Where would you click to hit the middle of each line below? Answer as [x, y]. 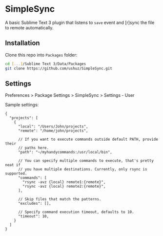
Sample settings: [22, 105]
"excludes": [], [34, 204]
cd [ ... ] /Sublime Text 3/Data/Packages [46, 64]
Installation [22, 43]
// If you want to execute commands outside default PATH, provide [88, 139]
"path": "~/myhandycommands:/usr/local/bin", [65, 152]
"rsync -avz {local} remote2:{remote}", [64, 187]
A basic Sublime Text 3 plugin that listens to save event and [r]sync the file [80, 22]
